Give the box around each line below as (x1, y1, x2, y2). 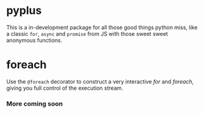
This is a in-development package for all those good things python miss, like (6, 24, 198, 31)
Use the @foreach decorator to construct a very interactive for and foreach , (6, 78, 194, 85)
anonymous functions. (6, 36, 63, 44)
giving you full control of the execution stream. (6, 84, 124, 92)
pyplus (6, 4, 42, 18)
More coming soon (6, 99, 63, 108)
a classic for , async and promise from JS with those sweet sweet (6, 30, 169, 37)
